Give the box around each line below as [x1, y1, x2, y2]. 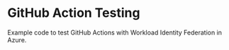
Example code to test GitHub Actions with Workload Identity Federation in [7, 28, 222, 37]
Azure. [7, 35, 27, 44]
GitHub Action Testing [7, 5, 140, 21]
